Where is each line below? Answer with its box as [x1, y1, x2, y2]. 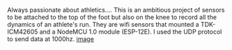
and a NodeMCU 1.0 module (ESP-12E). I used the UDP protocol [39, 27, 222, 36]
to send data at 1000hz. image [7, 35, 94, 43]
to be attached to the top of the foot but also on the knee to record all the [7, 13, 217, 21]
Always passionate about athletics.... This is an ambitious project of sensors [7, 6, 225, 14]
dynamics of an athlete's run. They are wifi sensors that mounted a [7, 21, 200, 28]
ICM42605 [7, 27, 38, 36]
